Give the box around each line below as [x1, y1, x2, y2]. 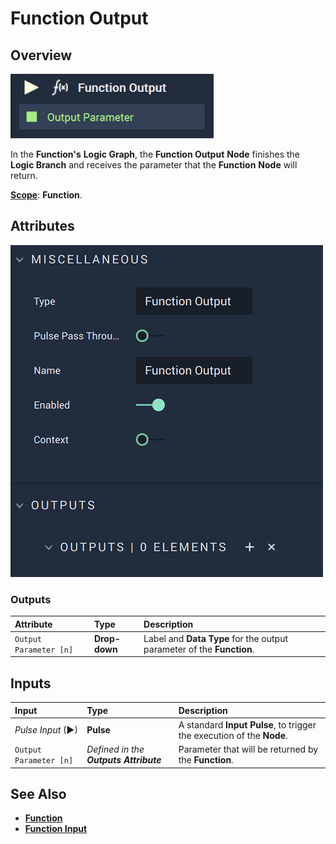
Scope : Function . [10, 189, 83, 201]
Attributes [10, 218, 75, 235]
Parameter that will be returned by [178, 743, 319, 756]
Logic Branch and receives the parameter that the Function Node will [10, 159, 298, 171]
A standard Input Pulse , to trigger [178, 718, 317, 731]
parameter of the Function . [143, 643, 255, 655]
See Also [10, 786, 67, 803]
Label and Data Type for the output [143, 632, 289, 644]
